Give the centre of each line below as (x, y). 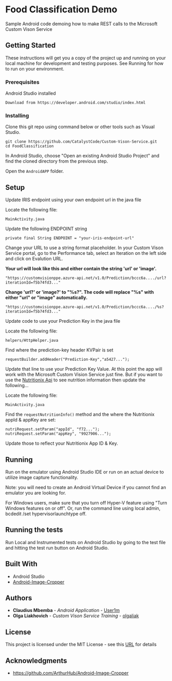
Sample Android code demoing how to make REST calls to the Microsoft (81, 24)
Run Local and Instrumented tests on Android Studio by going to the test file (85, 542)
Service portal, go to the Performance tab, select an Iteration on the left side (86, 253)
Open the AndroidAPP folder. (35, 171)
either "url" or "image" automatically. (46, 298)
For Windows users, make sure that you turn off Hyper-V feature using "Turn (86, 502)
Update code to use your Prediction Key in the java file (63, 321)
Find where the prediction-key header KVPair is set (59, 350)
